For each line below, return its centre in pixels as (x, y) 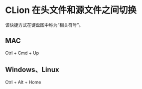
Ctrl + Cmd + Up (22, 53)
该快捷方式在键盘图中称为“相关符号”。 (44, 25)
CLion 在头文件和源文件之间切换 (71, 10)
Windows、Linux (32, 70)
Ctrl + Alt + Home (23, 82)
